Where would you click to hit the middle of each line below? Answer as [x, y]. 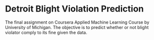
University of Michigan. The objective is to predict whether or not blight [77, 27]
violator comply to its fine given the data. [46, 32]
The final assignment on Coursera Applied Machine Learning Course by [77, 22]
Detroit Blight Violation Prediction [75, 9]
